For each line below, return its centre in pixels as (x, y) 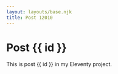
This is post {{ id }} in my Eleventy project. (59, 64)
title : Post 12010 (29, 18)
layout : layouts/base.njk (39, 12)
